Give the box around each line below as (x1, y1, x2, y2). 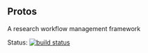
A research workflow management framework (7, 24, 141, 33)
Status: (7, 38, 28, 47)
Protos (7, 6, 37, 18)
